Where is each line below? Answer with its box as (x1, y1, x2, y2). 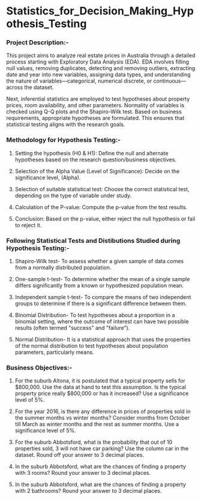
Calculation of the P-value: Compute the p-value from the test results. (14, 203, 188, 210)
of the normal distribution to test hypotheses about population (14, 342, 169, 350)
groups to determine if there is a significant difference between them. (14, 300, 187, 307)
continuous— (153, 77, 187, 85)
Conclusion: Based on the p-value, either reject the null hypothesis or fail (14, 215, 196, 222)
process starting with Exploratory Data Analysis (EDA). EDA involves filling (6, 58, 190, 65)
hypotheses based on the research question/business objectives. (14, 156, 177, 163)
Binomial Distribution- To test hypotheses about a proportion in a (14, 312, 175, 319)
